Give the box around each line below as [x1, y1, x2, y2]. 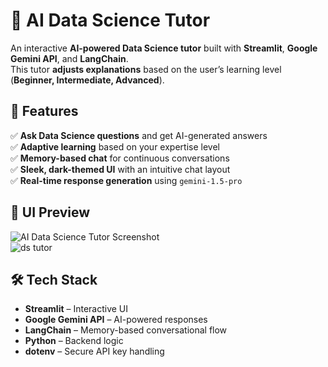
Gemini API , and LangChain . [10, 52, 129, 64]
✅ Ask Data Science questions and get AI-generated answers [10, 129, 268, 141]
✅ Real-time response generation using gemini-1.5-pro [10, 174, 243, 186]
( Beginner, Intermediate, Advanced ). [10, 74, 165, 86]
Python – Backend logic [24, 335, 124, 347]
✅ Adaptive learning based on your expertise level [10, 140, 220, 153]
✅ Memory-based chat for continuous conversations [10, 152, 230, 164]
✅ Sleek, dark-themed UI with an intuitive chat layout [10, 163, 231, 175]
